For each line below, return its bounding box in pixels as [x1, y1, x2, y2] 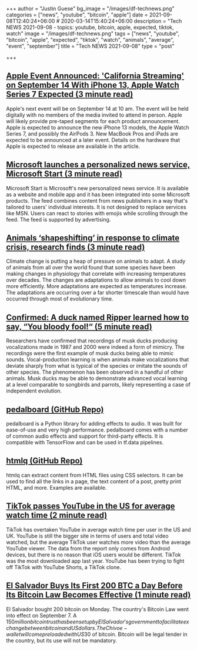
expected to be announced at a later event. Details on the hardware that [6, 136, 181, 143]
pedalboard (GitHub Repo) [6, 404, 104, 414]
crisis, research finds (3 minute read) [6, 242, 145, 252]
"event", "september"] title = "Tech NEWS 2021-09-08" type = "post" [6, 42, 175, 50]
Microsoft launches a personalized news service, [6, 160, 191, 170]
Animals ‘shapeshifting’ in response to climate [6, 233, 180, 243]
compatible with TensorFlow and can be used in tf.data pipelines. [6, 439, 164, 446]
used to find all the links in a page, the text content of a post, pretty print [6, 477, 181, 485]
